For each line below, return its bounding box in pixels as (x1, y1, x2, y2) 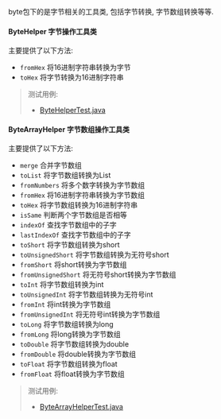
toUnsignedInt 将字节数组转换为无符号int (19, 289, 153, 300)
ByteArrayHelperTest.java (39, 402, 123, 412)
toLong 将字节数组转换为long (19, 320, 114, 329)
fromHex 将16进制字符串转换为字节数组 (19, 190, 145, 200)
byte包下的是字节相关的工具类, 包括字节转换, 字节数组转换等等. (8, 7, 214, 16)
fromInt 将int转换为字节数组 (19, 300, 111, 309)
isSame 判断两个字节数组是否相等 (19, 210, 127, 220)
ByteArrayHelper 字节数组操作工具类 (8, 124, 130, 134)
